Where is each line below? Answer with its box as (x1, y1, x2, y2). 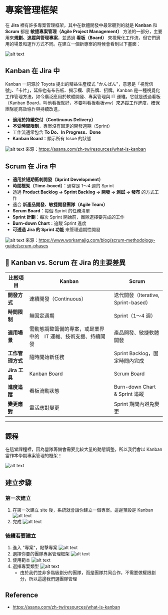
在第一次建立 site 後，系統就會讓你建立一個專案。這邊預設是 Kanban (12, 507, 153, 513)
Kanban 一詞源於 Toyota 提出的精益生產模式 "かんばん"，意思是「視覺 (5, 81, 149, 87)
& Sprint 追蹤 (113, 391, 144, 398)
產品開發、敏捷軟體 (113, 329, 159, 336)
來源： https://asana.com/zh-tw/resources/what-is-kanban (25, 146, 146, 152)
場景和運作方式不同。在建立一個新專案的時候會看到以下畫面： (13, 41, 141, 47)
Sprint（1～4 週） (113, 313, 156, 320)
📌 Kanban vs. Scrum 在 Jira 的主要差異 (5, 258, 126, 267)
